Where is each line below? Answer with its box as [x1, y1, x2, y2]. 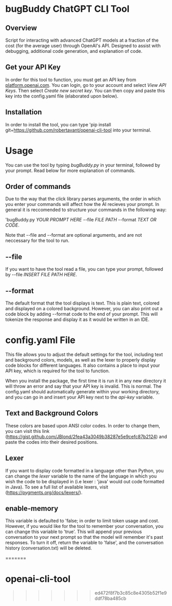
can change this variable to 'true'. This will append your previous [5, 528, 142, 535]
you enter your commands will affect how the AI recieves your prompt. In [5, 201, 159, 207]
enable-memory [5, 504, 59, 513]
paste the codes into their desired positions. [5, 439, 99, 445]
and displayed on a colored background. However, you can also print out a [5, 306, 163, 311]
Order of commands [5, 182, 71, 191]
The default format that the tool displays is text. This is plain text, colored [5, 300, 160, 306]
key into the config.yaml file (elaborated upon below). [5, 93, 119, 99]
